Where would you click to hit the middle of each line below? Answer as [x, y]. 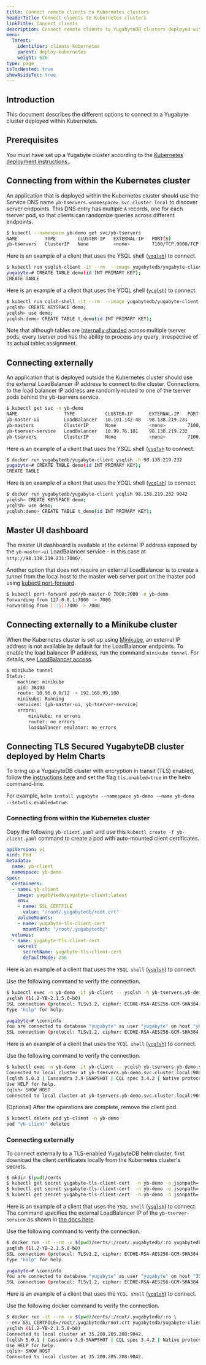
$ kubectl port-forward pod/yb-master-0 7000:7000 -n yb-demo [87, 594]
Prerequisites [32, 140]
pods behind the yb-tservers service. [53, 397]
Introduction [31, 100]
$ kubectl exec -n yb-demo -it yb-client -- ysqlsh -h [78, 993]
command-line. [25, 784]
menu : [13, 35]
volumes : [23, 935]
